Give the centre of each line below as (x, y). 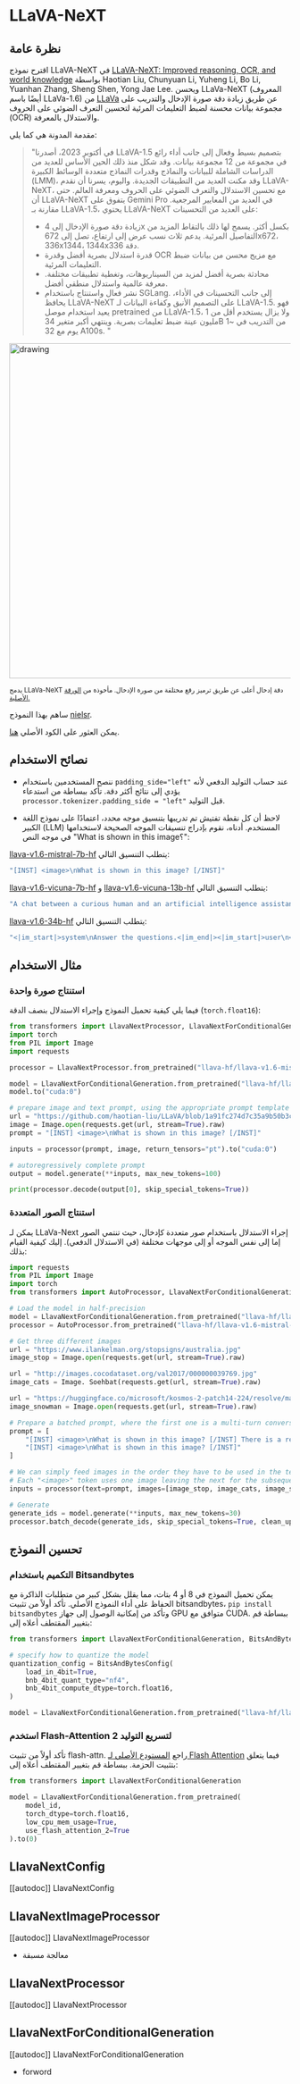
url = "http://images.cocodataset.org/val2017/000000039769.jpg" (133, 1374)
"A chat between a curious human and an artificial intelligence (133, 903)
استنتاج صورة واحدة (47, 990)
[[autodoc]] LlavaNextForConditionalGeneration (97, 2054)
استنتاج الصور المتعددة (52, 1213)
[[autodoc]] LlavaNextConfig (62, 1888)
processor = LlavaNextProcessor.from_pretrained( (104, 1067)
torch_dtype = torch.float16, (77, 1814)
